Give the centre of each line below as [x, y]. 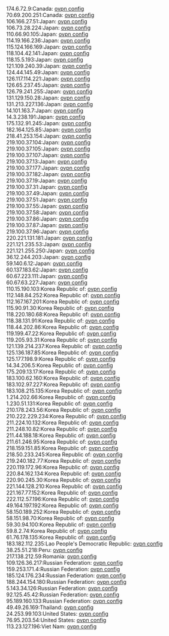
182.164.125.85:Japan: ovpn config [49, 129]
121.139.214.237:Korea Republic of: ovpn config [64, 346]
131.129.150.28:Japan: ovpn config [48, 98]
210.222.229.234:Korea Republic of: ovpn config [66, 416]
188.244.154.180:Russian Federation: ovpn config [67, 582]
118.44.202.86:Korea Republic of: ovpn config [63, 327]
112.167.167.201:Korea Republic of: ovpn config [63, 302]
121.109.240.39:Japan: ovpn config [49, 66]
